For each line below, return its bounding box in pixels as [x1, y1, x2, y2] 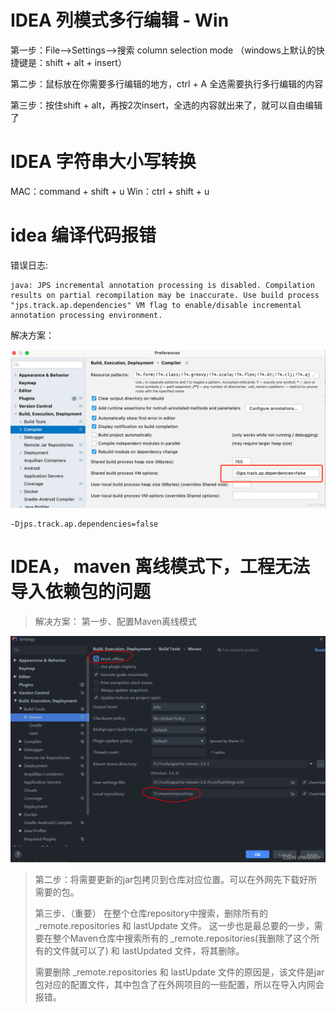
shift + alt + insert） [44, 56, 127, 68]
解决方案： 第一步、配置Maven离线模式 [34, 615, 198, 627]
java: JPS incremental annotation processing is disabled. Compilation [10, 280, 315, 290]
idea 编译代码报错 [10, 224, 157, 247]
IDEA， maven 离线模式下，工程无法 [10, 555, 310, 578]
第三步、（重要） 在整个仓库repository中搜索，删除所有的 [34, 907, 268, 919]
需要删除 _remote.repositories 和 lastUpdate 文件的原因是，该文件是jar [34, 966, 325, 978]
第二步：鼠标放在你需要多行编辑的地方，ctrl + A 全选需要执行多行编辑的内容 [10, 77, 324, 90]
